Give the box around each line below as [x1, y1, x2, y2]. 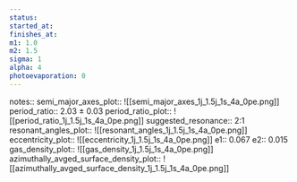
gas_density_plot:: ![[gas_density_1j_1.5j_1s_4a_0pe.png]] [9, 143, 214, 154]
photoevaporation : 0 [9, 72, 87, 81]
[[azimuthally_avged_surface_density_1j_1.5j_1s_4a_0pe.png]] [9, 162, 230, 173]
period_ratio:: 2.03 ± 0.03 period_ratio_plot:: [9, 105, 172, 117]
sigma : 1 [9, 55, 42, 64]
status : [9, 13, 38, 22]
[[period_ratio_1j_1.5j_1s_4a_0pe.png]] [9, 115, 145, 126]
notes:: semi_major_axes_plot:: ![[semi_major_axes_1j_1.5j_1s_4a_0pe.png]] [9, 96, 280, 107]
